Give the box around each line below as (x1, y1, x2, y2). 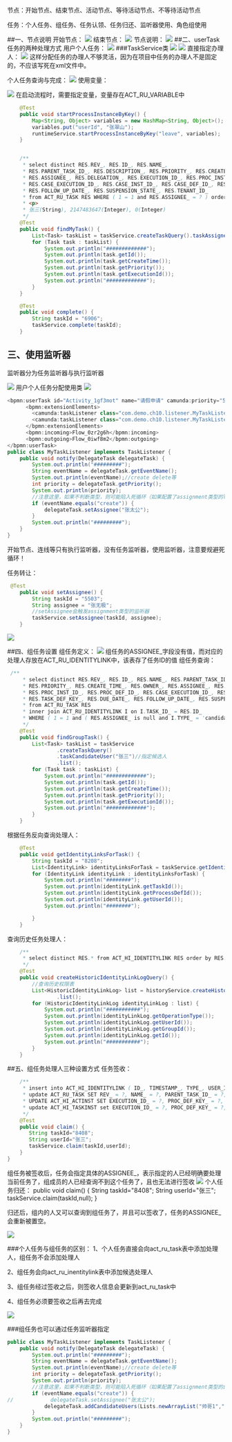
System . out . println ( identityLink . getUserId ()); (43, 896, 184, 903)
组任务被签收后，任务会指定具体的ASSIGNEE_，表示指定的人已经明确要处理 (7, 1168, 222, 1177)
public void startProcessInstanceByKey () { (19, 111, 147, 117)
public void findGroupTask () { (19, 734, 110, 741)
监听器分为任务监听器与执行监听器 (7, 368, 104, 377)
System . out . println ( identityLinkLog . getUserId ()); (43, 1019, 193, 1026)
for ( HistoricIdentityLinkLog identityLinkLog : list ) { (32, 1000, 199, 1007)
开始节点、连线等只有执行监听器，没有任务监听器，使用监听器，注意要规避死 (7, 545, 225, 553)
